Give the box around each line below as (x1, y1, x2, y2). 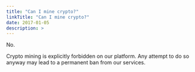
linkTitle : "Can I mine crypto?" (6, 14, 90, 20)
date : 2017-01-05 (6, 19, 50, 25)
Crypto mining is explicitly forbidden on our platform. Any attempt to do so (6, 53, 190, 60)
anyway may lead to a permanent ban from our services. (6, 59, 146, 66)
